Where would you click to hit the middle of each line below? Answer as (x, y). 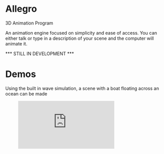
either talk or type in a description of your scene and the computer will (80, 38)
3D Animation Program (29, 23)
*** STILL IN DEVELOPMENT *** (40, 54)
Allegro (21, 9)
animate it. (16, 43)
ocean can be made (26, 94)
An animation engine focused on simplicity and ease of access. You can (81, 33)
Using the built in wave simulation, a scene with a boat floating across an (82, 88)
